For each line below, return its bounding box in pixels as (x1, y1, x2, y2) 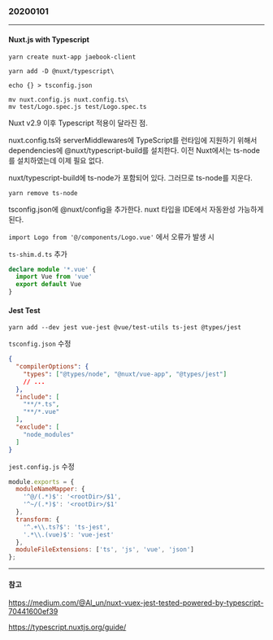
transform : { (15, 515, 60, 524)
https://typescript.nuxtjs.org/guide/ (8, 622, 127, 632)
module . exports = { (8, 477, 75, 485)
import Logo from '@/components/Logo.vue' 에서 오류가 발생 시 (8, 232, 215, 242)
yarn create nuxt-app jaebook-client (8, 53, 136, 61)
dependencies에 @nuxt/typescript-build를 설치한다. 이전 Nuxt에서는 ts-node (8, 145, 260, 155)
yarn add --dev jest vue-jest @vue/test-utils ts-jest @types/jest (8, 324, 242, 332)
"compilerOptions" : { (15, 363, 89, 371)
